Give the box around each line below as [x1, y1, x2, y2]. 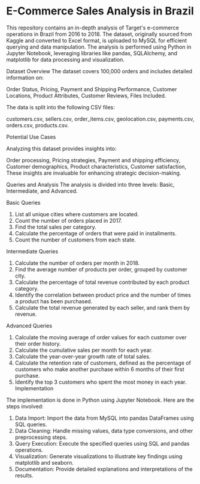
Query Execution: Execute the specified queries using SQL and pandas [14, 440, 190, 447]
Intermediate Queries [6, 247, 59, 255]
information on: [6, 74, 44, 81]
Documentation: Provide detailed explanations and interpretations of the [14, 465, 193, 473]
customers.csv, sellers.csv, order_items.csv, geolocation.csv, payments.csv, [6, 115, 195, 123]
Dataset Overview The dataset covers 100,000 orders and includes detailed [6, 67, 193, 74]
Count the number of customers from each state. [14, 236, 136, 243]
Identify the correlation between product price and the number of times [14, 291, 192, 298]
